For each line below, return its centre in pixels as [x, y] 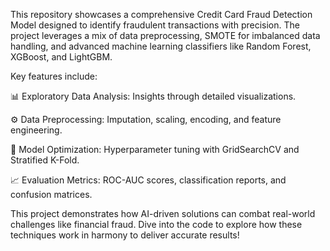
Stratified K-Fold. [45, 160]
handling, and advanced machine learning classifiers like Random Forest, [161, 46]
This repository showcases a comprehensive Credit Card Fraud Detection [161, 14]
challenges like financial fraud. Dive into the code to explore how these [156, 224]
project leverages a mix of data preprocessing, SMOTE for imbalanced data [165, 35]
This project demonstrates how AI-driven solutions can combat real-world [163, 213]
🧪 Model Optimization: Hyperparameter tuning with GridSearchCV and [155, 149]
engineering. [36, 130]
